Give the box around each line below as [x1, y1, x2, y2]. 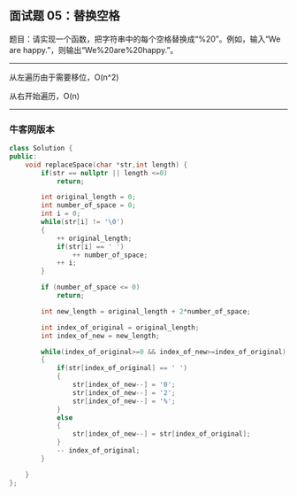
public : [9, 151, 38, 161]
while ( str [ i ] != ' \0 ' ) [41, 218, 125, 227]
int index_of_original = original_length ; [41, 322, 200, 332]
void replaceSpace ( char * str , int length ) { [25, 160, 188, 169]
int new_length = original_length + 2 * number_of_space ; [41, 306, 251, 316]
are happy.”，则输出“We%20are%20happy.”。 [9, 44, 179, 55]
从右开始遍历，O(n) [9, 90, 80, 101]
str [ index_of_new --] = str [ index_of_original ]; [72, 430, 251, 438]
